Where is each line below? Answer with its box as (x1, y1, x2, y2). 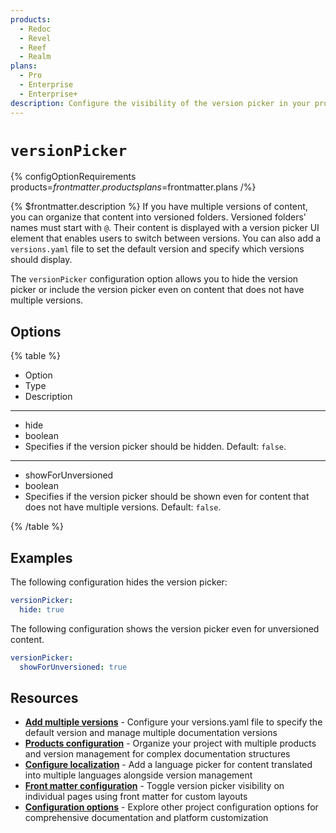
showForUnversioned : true (19, 662, 128, 672)
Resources (10, 689, 79, 706)
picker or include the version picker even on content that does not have (10, 284, 305, 296)
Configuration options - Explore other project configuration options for (24, 801, 319, 813)
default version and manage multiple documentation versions (24, 727, 278, 739)
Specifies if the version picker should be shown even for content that (24, 491, 310, 503)
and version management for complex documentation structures (24, 748, 291, 760)
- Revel (19, 33, 52, 43)
